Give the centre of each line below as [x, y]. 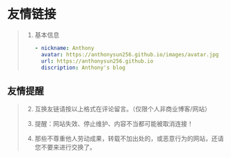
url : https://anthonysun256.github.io [97, 61]
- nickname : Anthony [64, 48]
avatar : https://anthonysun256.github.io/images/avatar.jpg [130, 54]
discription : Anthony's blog [83, 68]
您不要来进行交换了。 [65, 148]
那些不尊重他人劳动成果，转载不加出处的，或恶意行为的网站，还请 [129, 139]
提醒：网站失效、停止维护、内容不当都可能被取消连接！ [114, 124]
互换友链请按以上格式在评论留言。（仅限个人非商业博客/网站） [122, 109]
